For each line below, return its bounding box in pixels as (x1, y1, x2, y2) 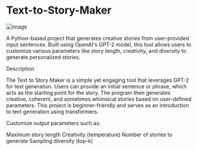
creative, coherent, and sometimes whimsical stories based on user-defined (6, 95, 192, 103)
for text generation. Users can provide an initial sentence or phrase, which (6, 82, 188, 90)
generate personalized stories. (6, 53, 81, 60)
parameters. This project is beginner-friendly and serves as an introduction (6, 101, 189, 108)
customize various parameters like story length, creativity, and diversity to (6, 47, 186, 54)
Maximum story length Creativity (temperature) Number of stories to (6, 131, 173, 138)
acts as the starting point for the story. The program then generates (6, 89, 171, 96)
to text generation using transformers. (6, 108, 99, 115)
